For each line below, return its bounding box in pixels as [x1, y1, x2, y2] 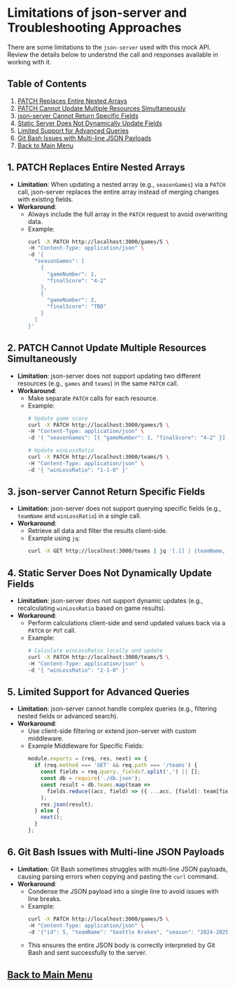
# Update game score [27, 415, 88, 422]
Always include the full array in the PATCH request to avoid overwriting [27, 210, 228, 218]
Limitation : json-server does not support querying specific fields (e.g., [17, 504, 222, 513]
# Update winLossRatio [27, 447, 94, 454]
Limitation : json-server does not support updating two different [17, 371, 201, 380]
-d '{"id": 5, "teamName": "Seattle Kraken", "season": [27, 928, 194, 935]
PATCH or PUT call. [27, 626, 77, 634]
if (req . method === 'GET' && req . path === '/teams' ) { [34, 762, 198, 769]
